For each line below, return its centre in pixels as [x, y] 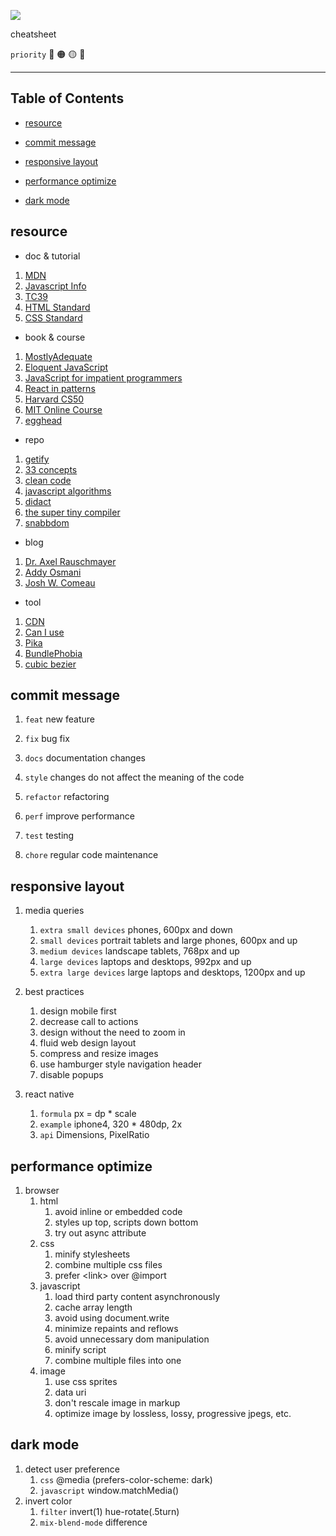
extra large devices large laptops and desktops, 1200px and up [172, 972]
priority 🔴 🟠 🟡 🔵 [48, 54]
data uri [70, 1392]
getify [37, 459]
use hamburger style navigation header [120, 1064]
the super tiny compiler [72, 512]
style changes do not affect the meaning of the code [134, 777]
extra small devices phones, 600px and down [136, 930]
